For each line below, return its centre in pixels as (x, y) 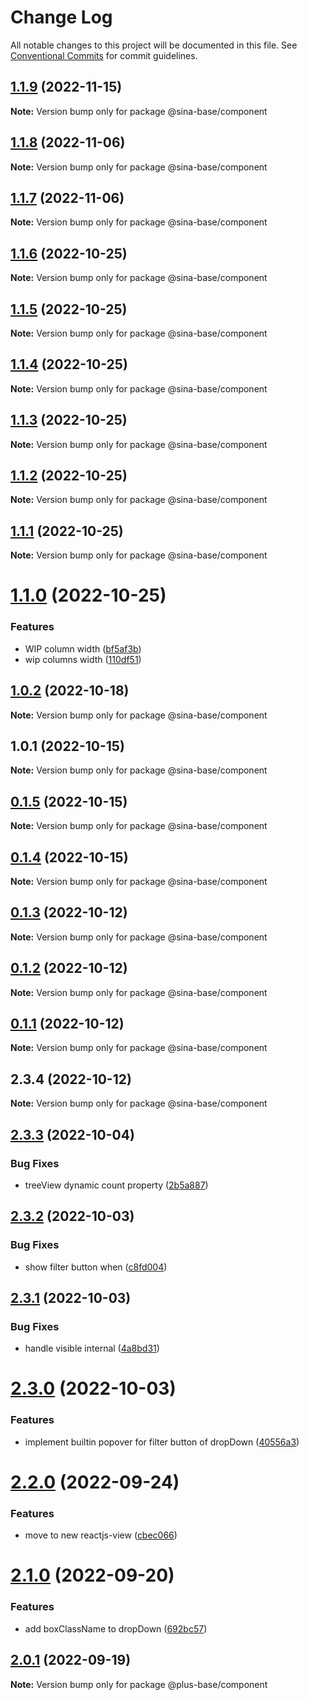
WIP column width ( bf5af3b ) (83, 648)
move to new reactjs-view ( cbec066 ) (101, 1535)
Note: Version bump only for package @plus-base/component (139, 1684)
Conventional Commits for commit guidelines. (104, 55)
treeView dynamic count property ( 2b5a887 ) (116, 1185)
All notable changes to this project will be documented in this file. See (154, 45)
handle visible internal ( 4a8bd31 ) (92, 1348)
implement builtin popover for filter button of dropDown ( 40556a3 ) (162, 1442)
